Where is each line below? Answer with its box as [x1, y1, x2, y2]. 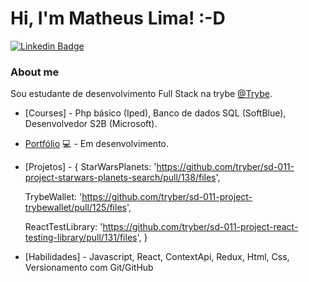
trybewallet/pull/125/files [24, 202, 127, 214]
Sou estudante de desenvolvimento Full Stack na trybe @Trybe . [10, 88, 273, 100]
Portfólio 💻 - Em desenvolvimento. [24, 138, 170, 150]
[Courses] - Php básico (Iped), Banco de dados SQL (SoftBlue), [24, 107, 287, 119]
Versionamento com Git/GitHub [24, 262, 154, 274]
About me [10, 65, 60, 79]
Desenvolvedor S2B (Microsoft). [24, 118, 158, 130]
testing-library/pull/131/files [24, 232, 138, 244]
